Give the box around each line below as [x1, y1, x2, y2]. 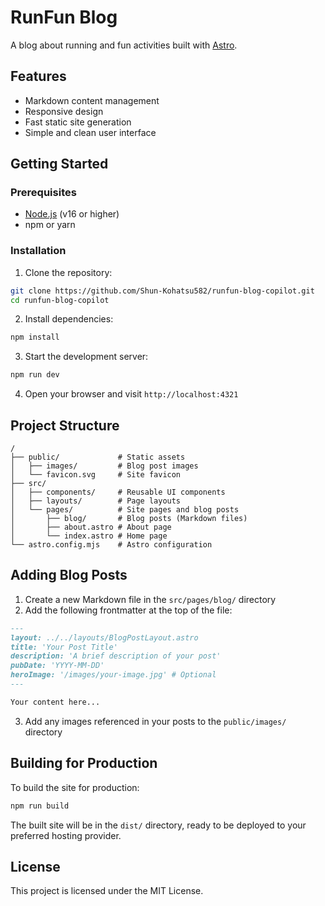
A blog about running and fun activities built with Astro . [10, 39, 238, 51]
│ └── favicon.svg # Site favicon [10, 470, 182, 480]
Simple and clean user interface [24, 126, 157, 138]
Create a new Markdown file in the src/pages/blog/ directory [24, 593, 277, 605]
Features [10, 68, 67, 85]
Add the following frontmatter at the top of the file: [24, 604, 233, 616]
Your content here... [10, 697, 101, 707]
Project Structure [10, 417, 120, 434]
